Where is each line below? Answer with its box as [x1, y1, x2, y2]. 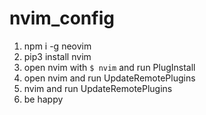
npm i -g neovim [23, 40, 92, 52]
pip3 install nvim [23, 50, 92, 62]
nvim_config [9, 7, 115, 30]
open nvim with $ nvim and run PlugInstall [23, 61, 196, 73]
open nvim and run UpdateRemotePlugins [23, 72, 196, 84]
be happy [23, 93, 64, 105]
